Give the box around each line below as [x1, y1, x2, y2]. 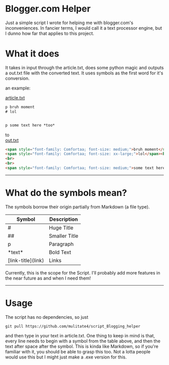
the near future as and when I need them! [5, 275, 92, 281]
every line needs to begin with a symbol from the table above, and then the [5, 338, 161, 344]
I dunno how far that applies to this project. [5, 30, 95, 36]
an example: [5, 85, 31, 91]
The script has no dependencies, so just [5, 314, 89, 320]
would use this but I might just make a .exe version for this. [5, 354, 127, 360]
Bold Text [48, 248, 71, 255]
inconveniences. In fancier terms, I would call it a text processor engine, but [5, 25, 162, 31]
